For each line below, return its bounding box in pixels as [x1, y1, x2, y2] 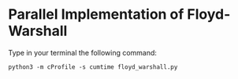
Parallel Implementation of [8, 5, 184, 23]
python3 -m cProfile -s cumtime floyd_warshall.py [8, 63, 178, 71]
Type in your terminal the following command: [8, 48, 158, 57]
